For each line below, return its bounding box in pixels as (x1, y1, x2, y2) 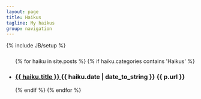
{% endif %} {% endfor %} (14, 86, 82, 94)
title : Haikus (6, 14, 42, 20)
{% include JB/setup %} (6, 42, 66, 49)
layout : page (6, 8, 39, 15)
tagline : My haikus (6, 20, 55, 26)
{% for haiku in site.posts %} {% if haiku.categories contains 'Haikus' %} (14, 58, 195, 65)
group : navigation (6, 25, 52, 32)
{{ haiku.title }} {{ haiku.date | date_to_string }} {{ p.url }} (14, 73, 185, 81)
